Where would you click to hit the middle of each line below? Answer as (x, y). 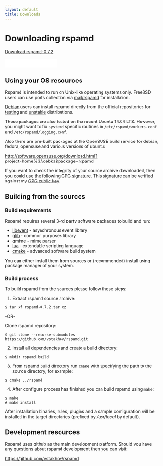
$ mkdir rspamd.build (27, 357)
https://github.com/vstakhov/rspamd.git (47, 339)
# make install (20, 403)
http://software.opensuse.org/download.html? (51, 156)
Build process (22, 278)
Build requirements (28, 210)
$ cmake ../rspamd (24, 380)
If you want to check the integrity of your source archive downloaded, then (80, 171)
